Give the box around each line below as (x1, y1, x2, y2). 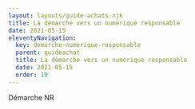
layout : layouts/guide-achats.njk (8, 11, 124, 20)
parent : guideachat (15, 49, 81, 56)
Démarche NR (8, 92, 54, 102)
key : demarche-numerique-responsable (15, 41, 141, 49)
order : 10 (15, 71, 48, 79)
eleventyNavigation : (8, 33, 78, 42)
